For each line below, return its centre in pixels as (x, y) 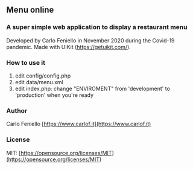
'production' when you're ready (54, 95)
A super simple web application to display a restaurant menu (97, 27)
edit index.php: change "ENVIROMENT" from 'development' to (93, 88)
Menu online (30, 10)
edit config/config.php (43, 76)
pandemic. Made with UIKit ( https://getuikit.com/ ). (68, 47)
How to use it (26, 62)
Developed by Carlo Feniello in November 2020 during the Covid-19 (90, 40)
